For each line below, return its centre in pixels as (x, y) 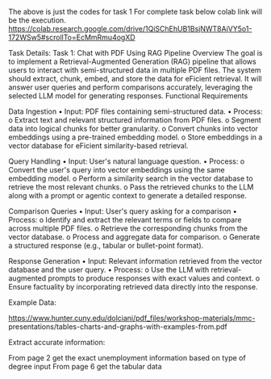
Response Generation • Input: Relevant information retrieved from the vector (135, 261)
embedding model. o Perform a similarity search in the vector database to (131, 178)
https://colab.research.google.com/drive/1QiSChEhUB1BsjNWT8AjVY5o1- (130, 29)
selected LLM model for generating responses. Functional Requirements (128, 96)
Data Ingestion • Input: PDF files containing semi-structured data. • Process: (135, 111)
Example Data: (32, 302)
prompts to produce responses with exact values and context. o (154, 278)
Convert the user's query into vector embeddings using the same (117, 170)
